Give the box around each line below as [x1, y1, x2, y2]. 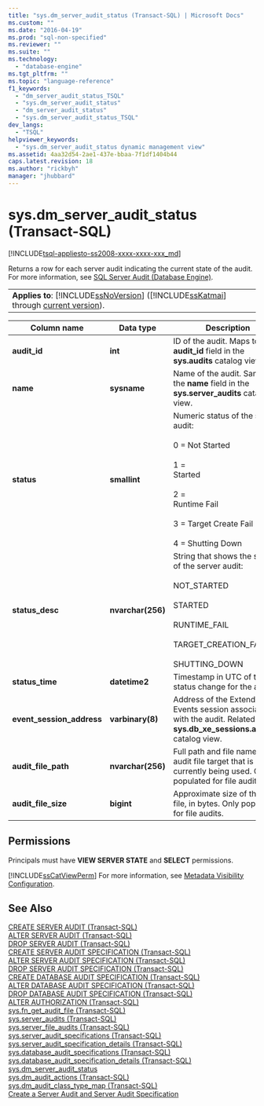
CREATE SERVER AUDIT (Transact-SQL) [8, 922, 137, 932]
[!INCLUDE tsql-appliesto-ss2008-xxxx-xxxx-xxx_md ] [8, 248, 181, 258]
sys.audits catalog [172, 355, 243, 366]
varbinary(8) [109, 713, 159, 724]
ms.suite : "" [8, 48, 51, 56]
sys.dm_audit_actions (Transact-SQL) [8, 1073, 130, 1082]
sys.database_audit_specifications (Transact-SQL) [8, 1048, 171, 1057]
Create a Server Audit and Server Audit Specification [8, 1090, 179, 1099]
